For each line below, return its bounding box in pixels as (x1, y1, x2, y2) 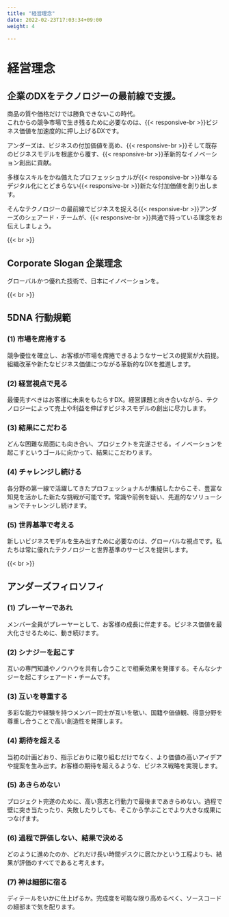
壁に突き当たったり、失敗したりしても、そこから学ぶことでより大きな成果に (7, 805, 222, 813)
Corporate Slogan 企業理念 (7, 257, 122, 269)
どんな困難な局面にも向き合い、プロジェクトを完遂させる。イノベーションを (7, 440, 223, 448)
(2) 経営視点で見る (7, 379, 68, 388)
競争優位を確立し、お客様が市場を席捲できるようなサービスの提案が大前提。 (7, 351, 223, 359)
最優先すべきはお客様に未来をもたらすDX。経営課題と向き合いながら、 (7, 396, 206, 404)
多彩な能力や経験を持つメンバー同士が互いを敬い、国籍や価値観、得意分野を (7, 708, 223, 717)
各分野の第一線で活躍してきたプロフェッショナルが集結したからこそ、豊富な (7, 484, 223, 492)
